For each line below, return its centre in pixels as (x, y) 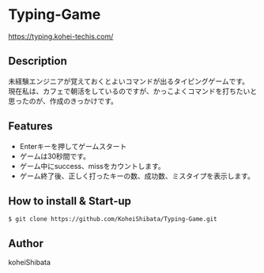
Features (30, 127)
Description (38, 61)
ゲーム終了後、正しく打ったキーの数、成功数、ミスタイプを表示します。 (137, 176)
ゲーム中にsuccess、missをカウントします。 (92, 166)
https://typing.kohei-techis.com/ (61, 36)
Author (26, 243)
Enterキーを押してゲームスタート (73, 146)
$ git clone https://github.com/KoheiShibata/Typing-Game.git (113, 219)
